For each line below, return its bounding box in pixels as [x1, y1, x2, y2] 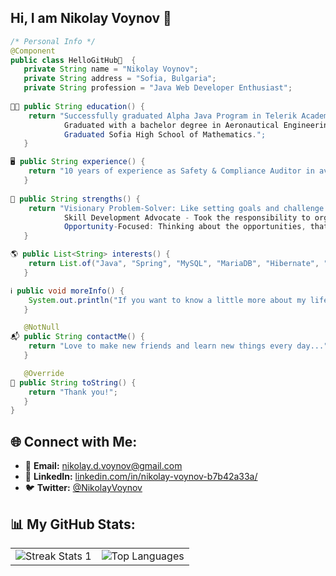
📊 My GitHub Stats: [10, 516, 136, 533]
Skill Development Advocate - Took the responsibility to [63, 212, 311, 223]
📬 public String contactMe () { [10, 332, 145, 342]
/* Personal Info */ [10, 36, 97, 46]
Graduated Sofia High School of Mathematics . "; [63, 129, 267, 140]
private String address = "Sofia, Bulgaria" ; [23, 74, 217, 84]
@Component [10, 46, 56, 56]
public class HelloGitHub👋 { [10, 55, 137, 65]
